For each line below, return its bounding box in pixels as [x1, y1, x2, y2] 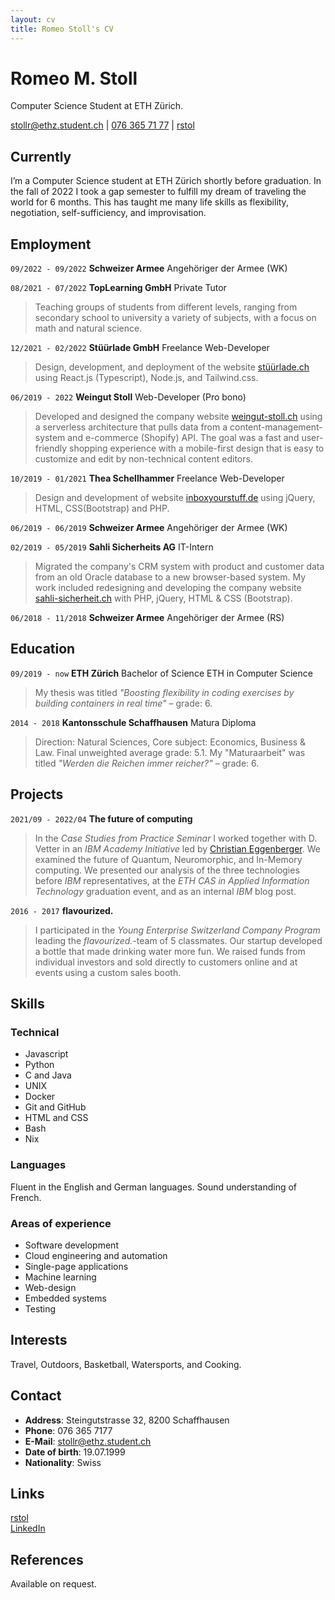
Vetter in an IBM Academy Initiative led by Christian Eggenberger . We [34, 842, 321, 855]
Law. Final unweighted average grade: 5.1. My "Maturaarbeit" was [34, 746, 306, 758]
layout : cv [10, 14, 56, 25]
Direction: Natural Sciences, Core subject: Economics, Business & [34, 736, 307, 748]
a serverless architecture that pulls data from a [34, 421, 228, 433]
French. [10, 1191, 42, 1203]
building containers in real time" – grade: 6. [34, 697, 213, 709]
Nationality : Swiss [24, 1456, 102, 1468]
